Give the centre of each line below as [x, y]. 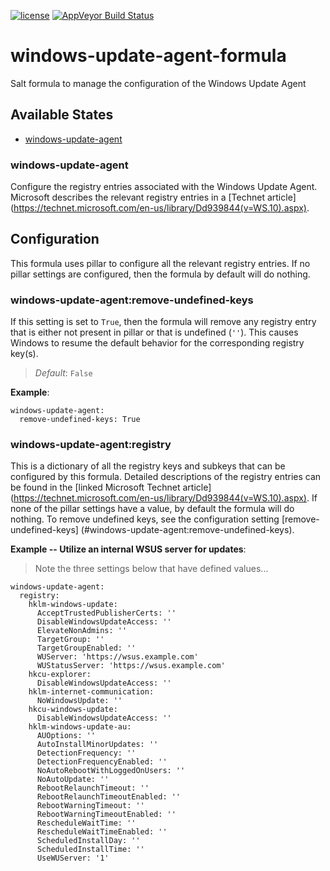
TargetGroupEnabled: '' [86, 648]
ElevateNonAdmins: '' [82, 631]
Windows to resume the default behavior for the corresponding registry [157, 343]
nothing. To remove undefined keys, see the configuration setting [145, 519]
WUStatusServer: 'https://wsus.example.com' [131, 666]
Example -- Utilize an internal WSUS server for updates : [128, 549]
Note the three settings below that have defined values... [151, 569]
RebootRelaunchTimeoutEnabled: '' [109, 797]
